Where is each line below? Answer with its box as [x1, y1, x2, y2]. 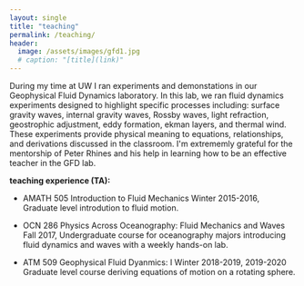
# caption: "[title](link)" [17, 55, 125, 64]
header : [9, 38, 39, 48]
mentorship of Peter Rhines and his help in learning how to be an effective [9, 148, 288, 159]
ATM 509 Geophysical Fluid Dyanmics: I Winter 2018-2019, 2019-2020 [22, 257, 287, 268]
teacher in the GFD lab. [9, 158, 96, 168]
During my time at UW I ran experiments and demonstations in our [9, 81, 258, 91]
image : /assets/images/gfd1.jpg [17, 47, 141, 56]
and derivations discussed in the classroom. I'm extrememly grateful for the [9, 138, 293, 149]
